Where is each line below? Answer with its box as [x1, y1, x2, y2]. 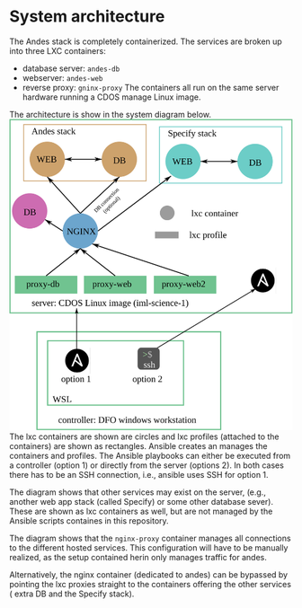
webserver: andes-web [22, 72, 103, 83]
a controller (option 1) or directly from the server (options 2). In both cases [9, 460, 285, 471]
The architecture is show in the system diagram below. [9, 109, 211, 119]
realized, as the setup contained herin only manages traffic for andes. [9, 551, 268, 562]
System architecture [9, 6, 165, 27]
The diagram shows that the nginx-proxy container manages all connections [9, 533, 291, 543]
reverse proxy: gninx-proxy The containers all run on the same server [22, 82, 280, 93]
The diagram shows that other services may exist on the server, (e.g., [9, 487, 267, 498]
